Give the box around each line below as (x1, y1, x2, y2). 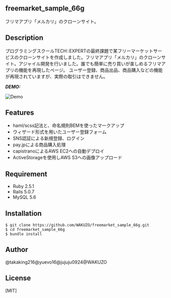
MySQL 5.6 (12, 194, 37, 200)
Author (5, 245, 28, 254)
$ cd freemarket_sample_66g (5, 227, 65, 232)
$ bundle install (5, 231, 42, 237)
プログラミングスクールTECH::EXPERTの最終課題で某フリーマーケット (5, 48, 154, 54)
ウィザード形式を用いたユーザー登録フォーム (12, 129, 107, 135)
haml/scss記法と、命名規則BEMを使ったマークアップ (12, 122, 125, 129)
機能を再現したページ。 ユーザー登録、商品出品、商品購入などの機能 (18, 67, 163, 73)
